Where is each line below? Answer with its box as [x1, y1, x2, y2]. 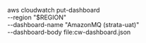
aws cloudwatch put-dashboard [7, 6, 100, 14]
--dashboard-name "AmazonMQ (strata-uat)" [7, 21, 140, 28]
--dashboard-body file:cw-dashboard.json [7, 28, 131, 36]
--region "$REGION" [7, 13, 67, 21]
